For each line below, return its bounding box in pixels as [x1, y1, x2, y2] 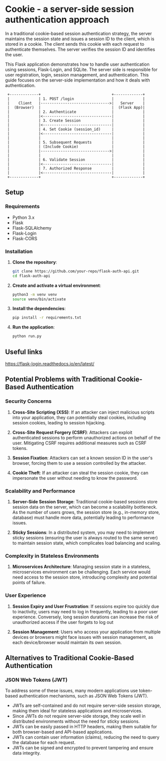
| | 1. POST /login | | [7, 96, 145, 101]
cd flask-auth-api [12, 273, 51, 278]
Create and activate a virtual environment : [12, 282, 102, 288]
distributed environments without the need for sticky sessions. [12, 718, 140, 724]
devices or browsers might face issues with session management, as [12, 634, 154, 640]
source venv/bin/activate [12, 297, 66, 302]
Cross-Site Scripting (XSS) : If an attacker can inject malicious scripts [12, 409, 155, 415]
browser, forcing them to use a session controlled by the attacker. [12, 460, 147, 466]
